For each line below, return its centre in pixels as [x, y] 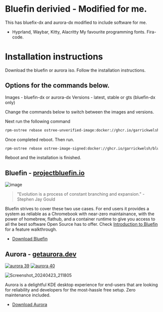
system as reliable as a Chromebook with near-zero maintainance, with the [80, 214]
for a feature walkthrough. [31, 229]
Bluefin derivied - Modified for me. [76, 9]
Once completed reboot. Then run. [40, 139]
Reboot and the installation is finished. [43, 158]
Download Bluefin [30, 239]
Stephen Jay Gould [36, 199]
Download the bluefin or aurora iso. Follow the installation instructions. [75, 70]
